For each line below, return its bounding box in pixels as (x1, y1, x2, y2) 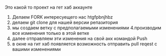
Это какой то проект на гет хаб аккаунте (5, 5, 92, 10)
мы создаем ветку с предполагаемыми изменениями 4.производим (12, 25, 161, 31)
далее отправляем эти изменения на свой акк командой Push (12, 35, 148, 41)
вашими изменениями (12, 46, 61, 52)
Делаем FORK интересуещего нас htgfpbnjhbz (12, 14, 113, 20)
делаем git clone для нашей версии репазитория (12, 20, 118, 25)
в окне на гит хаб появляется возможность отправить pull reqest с (12, 41, 157, 47)
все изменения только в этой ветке (12, 30, 89, 36)
